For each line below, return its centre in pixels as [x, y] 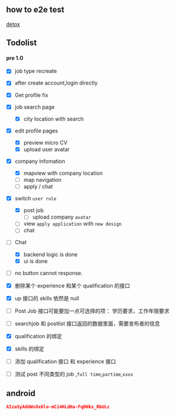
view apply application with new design [73, 224]
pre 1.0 [15, 58]
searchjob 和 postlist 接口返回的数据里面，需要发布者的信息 [87, 323]
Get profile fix [31, 95]
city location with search [54, 119]
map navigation [42, 180]
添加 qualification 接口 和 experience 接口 [65, 361]
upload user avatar [47, 149]
